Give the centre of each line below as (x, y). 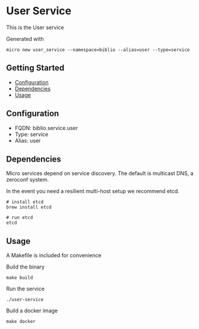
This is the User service (35, 27)
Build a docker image (32, 311)
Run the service (25, 289)
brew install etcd (29, 207)
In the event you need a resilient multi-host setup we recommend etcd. (93, 191)
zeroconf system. (28, 180)
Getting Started (35, 68)
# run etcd (20, 218)
